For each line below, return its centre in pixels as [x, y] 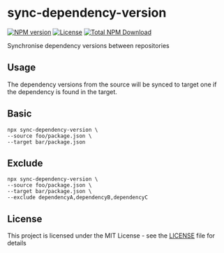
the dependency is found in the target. [62, 91]
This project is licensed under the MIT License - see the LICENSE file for [111, 236]
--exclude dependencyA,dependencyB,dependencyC [78, 198]
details [17, 243]
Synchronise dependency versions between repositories [88, 45]
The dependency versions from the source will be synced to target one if [112, 84]
